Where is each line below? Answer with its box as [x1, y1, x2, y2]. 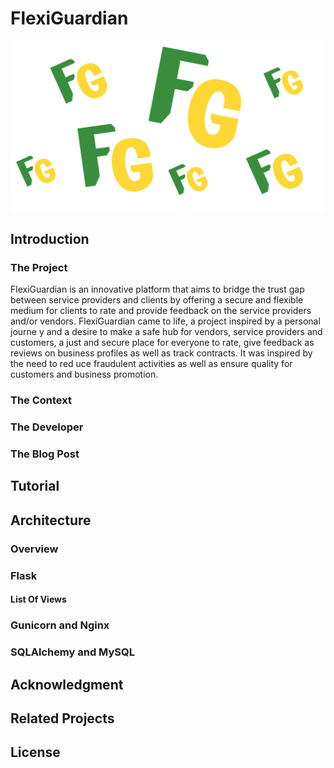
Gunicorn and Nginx [10, 618, 110, 632]
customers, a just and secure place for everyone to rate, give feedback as [10, 337, 315, 349]
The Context [10, 393, 73, 407]
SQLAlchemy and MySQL [10, 645, 136, 659]
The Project [10, 260, 68, 274]
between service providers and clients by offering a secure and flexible [10, 294, 304, 306]
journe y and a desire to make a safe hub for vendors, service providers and [10, 326, 323, 338]
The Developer [10, 420, 84, 434]
